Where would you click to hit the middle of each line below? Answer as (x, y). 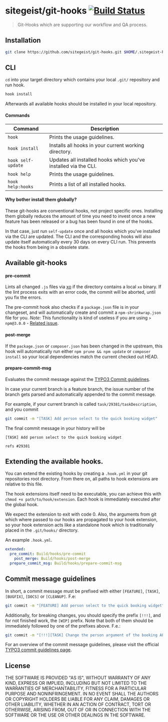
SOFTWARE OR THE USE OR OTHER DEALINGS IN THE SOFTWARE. (75, 715)
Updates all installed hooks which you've (97, 160)
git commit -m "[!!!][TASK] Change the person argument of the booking (81, 635)
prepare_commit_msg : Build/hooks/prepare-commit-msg (66, 563)
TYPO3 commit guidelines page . (38, 650)
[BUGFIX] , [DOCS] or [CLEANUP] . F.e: (41, 596)
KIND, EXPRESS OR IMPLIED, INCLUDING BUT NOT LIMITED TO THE (76, 683)
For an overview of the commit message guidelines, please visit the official (82, 645)
